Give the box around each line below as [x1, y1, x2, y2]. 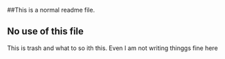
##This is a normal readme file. [7, 6, 95, 14]
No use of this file [7, 25, 84, 37]
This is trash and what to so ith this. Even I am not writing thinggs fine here [7, 44, 218, 52]
